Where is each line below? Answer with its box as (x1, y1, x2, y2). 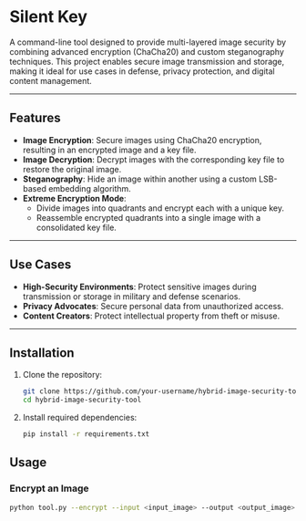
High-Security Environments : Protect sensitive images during (22, 281, 257, 292)
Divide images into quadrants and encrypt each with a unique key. (36, 203, 285, 214)
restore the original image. (22, 163, 122, 174)
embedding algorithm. (48, 182, 132, 193)
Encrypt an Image (9, 482, 89, 495)
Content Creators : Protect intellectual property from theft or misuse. (22, 310, 280, 321)
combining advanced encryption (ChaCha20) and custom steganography (9, 46, 285, 57)
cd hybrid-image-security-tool (22, 395, 142, 405)
